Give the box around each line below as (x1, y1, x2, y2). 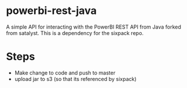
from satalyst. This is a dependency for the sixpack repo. (6, 29, 144, 36)
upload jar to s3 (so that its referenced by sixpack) (14, 75, 137, 82)
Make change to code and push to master (14, 69, 115, 76)
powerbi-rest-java (6, 4, 97, 17)
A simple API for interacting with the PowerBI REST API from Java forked (6, 23, 182, 30)
